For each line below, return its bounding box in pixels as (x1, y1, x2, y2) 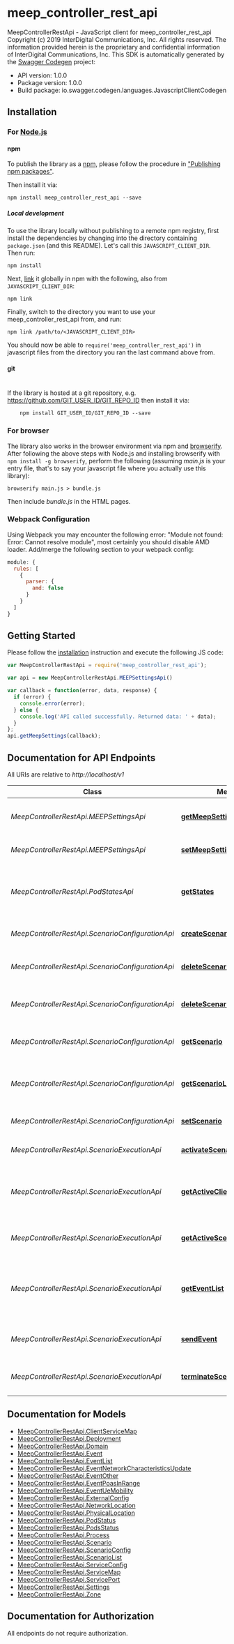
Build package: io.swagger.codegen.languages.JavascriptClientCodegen (17, 86, 227, 94)
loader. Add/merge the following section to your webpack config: (7, 545, 194, 553)
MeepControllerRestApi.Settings (17, 1583, 110, 1591)
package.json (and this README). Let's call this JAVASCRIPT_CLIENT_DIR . (7, 241, 211, 250)
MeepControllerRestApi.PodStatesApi (10, 887, 134, 897)
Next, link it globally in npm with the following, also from (7, 274, 168, 283)
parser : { (25, 578, 54, 585)
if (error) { (13, 694, 52, 701)
